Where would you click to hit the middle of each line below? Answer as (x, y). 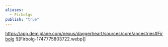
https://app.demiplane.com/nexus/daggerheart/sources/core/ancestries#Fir (84, 34)
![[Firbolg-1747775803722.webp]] (51, 39)
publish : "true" (22, 19)
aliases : (14, 10)
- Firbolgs (21, 15)
